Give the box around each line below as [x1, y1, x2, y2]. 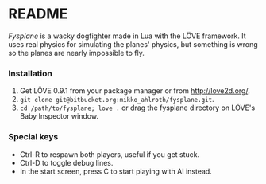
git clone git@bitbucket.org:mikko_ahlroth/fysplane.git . [19, 95, 214, 104]
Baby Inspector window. [19, 112, 99, 121]
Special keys [8, 131, 59, 143]
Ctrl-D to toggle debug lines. [19, 158, 114, 167]
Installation [8, 68, 53, 79]
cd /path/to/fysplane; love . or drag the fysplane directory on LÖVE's [19, 103, 256, 112]
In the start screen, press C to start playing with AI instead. [19, 166, 212, 176]
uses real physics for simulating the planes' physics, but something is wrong [8, 39, 258, 49]
